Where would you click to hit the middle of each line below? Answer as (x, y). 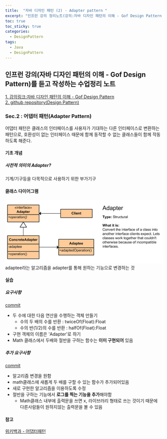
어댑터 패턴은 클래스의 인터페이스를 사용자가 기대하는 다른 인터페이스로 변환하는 (83, 128)
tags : (11, 42)
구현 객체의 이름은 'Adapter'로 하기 (47, 334)
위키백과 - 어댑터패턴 (26, 432)
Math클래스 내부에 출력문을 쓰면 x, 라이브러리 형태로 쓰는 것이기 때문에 (89, 401)
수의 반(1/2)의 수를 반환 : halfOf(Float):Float (63, 328)
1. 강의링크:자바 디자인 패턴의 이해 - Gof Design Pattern (60, 97)
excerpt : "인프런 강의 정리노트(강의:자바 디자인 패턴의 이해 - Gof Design (75, 16)
